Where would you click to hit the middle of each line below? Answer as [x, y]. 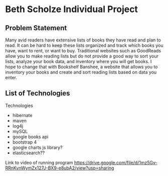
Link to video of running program [39, 162]
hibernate [22, 115]
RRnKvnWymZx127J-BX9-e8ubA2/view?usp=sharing [60, 168]
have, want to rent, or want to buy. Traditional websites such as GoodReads [83, 51]
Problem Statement [36, 28]
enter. [11, 77]
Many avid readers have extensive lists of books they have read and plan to [83, 40]
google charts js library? [37, 147]
